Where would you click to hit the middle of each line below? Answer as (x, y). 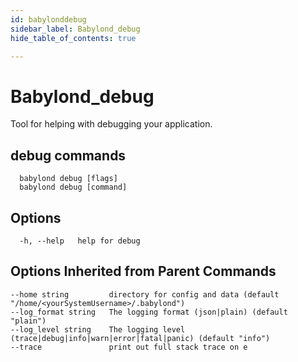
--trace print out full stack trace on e (129, 347)
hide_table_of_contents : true (73, 38)
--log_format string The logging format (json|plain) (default (149, 312)
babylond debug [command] (73, 187)
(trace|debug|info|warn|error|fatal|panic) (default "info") (140, 338)
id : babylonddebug (48, 19)
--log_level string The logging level (98, 329)
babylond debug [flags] (68, 179)
